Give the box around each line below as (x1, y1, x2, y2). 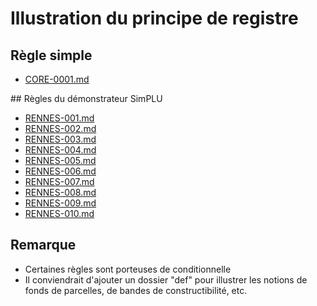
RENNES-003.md (24, 133, 97, 145)
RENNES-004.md (24, 144, 97, 156)
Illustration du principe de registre (10, 7, 299, 30)
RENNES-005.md (24, 155, 97, 166)
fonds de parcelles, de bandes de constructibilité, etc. (24, 284, 248, 296)
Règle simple (10, 47, 93, 64)
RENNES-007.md (24, 176, 95, 187)
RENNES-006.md (24, 165, 97, 177)
